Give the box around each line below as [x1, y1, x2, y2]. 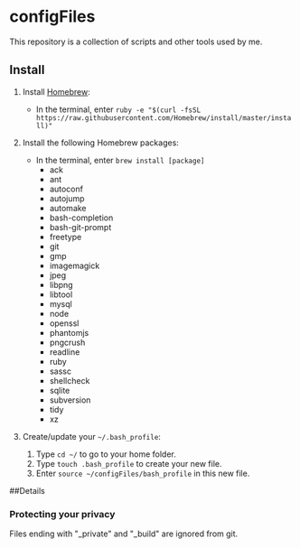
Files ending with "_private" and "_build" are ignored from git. [9, 528, 239, 539]
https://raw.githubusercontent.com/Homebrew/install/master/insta [35, 113, 292, 123]
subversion [49, 395, 91, 405]
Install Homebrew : [22, 86, 90, 97]
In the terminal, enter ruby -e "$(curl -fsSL [35, 104, 202, 115]
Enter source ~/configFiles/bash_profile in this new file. [35, 468, 250, 478]
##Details [9, 485, 45, 496]
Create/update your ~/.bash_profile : [22, 431, 161, 441]
